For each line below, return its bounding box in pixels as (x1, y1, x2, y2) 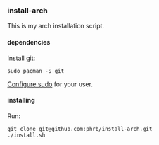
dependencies (7, 37, 51, 46)
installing (7, 96, 35, 105)
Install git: (7, 54, 36, 62)
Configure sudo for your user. (7, 80, 94, 88)
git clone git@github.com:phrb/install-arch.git (7, 125, 153, 132)
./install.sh (7, 132, 46, 139)
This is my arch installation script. (7, 22, 104, 30)
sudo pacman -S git (7, 67, 65, 74)
